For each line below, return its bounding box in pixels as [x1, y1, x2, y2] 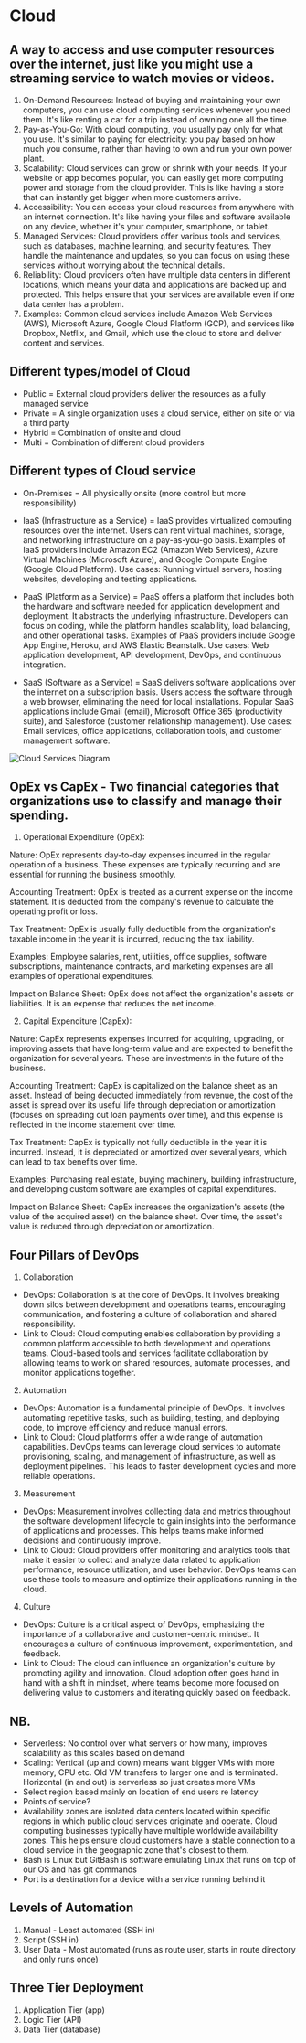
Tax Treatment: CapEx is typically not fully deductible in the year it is [9, 1137, 268, 1148]
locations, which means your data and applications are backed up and [22, 280, 287, 290]
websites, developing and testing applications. [22, 573, 198, 584]
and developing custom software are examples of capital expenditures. [9, 1184, 277, 1195]
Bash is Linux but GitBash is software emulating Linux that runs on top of [22, 1855, 297, 1866]
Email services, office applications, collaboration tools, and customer [22, 725, 282, 736]
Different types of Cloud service [9, 463, 196, 479]
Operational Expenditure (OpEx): [22, 832, 145, 843]
